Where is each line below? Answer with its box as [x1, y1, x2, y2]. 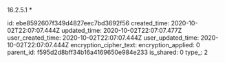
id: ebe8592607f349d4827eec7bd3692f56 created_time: [7, 19, 170, 27]
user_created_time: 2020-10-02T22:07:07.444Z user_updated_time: [7, 34, 200, 42]
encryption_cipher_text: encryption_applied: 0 [70, 41, 201, 49]
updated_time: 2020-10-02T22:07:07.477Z [61, 27, 182, 34]
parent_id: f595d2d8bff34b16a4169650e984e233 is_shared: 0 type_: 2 [7, 48, 208, 56]
